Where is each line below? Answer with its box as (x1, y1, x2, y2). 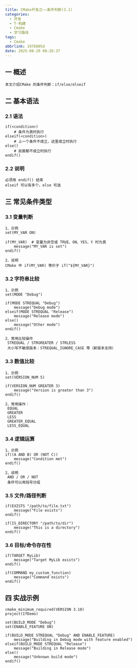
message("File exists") (14, 508, 63, 513)
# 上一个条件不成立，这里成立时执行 (14, 139, 77, 144)
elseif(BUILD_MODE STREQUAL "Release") (5, 641, 87, 647)
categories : (5, 12, 29, 17)
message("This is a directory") (14, 525, 80, 530)
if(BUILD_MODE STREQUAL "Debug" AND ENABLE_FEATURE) (5, 633, 115, 638)
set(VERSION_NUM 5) (5, 375, 45, 380)
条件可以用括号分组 (7, 480, 41, 485)
